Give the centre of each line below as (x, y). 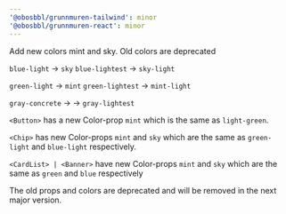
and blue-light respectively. (83, 147)
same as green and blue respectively (77, 173)
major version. (36, 200)
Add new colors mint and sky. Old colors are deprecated (113, 51)
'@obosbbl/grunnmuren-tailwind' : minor (83, 17)
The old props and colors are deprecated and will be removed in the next (143, 190)
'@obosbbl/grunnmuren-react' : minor (77, 26)
